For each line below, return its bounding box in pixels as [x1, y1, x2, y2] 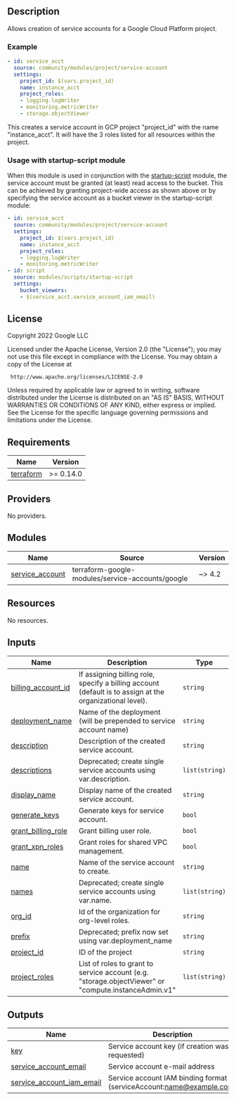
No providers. [7, 511, 47, 520]
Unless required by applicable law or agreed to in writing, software [7, 386, 200, 395]
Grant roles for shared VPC [78, 837, 168, 847]
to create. [78, 866, 110, 876]
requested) [107, 1050, 145, 1060]
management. [78, 846, 124, 855]
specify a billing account [78, 678, 159, 688]
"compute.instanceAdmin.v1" [78, 985, 176, 995]
